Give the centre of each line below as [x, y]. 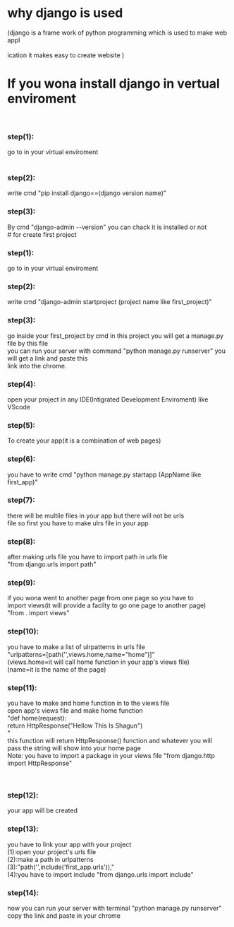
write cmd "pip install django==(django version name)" [87, 193]
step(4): [21, 384]
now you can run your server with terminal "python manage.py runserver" [115, 908]
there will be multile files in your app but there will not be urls [96, 515]
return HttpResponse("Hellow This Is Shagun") [75, 725]
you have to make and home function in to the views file [88, 703]
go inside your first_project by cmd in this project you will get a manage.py [116, 336]
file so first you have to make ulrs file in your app [78, 523]
